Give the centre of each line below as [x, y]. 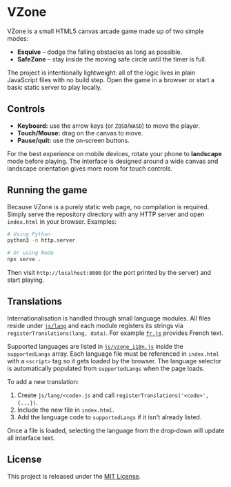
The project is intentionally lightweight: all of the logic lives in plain [101, 73]
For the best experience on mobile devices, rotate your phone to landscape [114, 153]
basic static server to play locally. [54, 87]
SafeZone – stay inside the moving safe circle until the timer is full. [112, 59]
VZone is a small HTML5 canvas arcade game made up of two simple [106, 31]
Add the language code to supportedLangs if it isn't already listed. [109, 417]
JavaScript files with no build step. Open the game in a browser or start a [111, 79]
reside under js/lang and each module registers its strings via [96, 325]
